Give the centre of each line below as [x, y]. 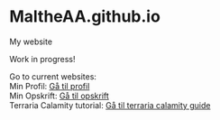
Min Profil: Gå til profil [50, 86]
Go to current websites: [53, 76]
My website [31, 42]
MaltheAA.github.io [85, 17]
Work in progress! [42, 59]
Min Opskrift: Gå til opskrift [60, 96]
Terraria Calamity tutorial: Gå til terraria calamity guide [110, 105]
